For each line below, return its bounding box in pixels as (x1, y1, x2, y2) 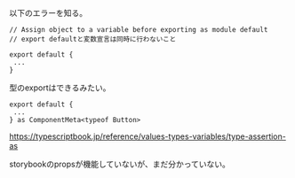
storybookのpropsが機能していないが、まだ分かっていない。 (9, 159, 231, 169)
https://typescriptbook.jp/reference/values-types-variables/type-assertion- (9, 131, 286, 142)
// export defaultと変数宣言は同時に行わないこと (9, 35, 177, 43)
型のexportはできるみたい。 (9, 82, 111, 93)
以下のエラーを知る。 (9, 8, 87, 18)
